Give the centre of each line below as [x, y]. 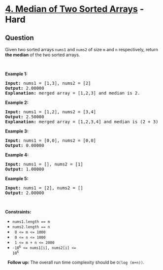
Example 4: [17, 155]
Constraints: [18, 212]
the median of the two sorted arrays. [43, 55]
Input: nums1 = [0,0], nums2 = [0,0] [51, 141]
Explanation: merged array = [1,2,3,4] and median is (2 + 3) [82, 122]
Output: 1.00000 [25, 169]
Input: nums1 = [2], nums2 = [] [44, 188]
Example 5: [17, 179]
